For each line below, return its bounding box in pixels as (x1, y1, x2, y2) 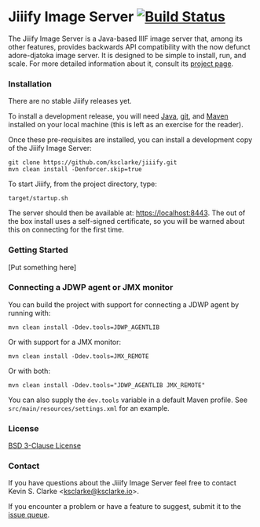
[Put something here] (8, 262, 77, 272)
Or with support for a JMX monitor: (8, 337, 122, 346)
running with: (8, 308, 51, 317)
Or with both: (8, 366, 51, 375)
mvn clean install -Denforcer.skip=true (8, 166, 143, 174)
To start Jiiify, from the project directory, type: (8, 179, 157, 188)
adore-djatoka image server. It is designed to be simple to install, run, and (8, 50, 247, 60)
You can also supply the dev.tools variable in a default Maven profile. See (8, 395, 248, 404)
